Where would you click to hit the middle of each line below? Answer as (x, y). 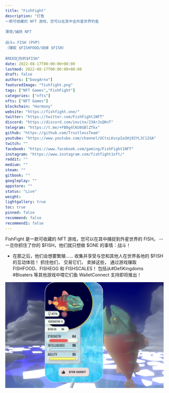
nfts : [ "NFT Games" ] (27, 101)
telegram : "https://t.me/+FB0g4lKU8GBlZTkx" (53, 128)
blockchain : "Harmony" (29, 106)
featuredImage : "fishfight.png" (39, 85)
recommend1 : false (24, 223)
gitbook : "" (18, 175)
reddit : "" (17, 159)
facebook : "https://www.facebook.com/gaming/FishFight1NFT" (70, 149)
